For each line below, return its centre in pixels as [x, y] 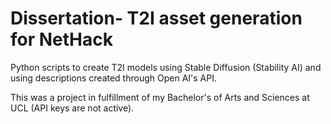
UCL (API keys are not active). [72, 108]
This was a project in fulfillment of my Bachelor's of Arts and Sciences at [160, 97]
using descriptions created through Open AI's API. [113, 78]
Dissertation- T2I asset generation [156, 18]
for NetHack [61, 39]
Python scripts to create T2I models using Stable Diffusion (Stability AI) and [166, 67]
